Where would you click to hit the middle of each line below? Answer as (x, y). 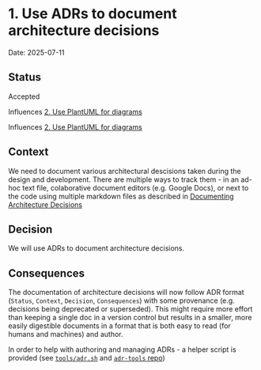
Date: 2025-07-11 (36, 52)
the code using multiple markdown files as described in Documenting (121, 196)
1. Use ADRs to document (93, 14)
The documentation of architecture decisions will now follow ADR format (126, 293)
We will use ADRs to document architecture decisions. (96, 248)
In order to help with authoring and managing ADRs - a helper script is (122, 349)
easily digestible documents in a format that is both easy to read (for (119, 326)
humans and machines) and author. (66, 334)
